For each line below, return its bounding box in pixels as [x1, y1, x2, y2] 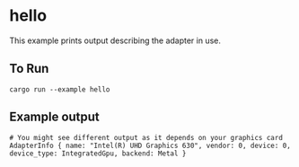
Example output [9, 110, 101, 125]
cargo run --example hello [9, 84, 110, 94]
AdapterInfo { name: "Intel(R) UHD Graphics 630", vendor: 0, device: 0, [9, 141, 292, 150]
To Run [9, 61, 49, 76]
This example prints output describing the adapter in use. [9, 35, 222, 46]
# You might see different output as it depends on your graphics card [9, 133, 283, 142]
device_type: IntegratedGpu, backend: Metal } [9, 149, 187, 158]
